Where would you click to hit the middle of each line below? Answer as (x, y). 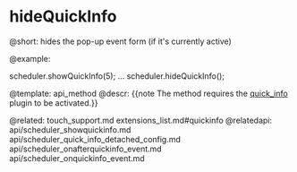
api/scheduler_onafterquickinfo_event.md (86, 149)
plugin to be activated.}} (54, 103)
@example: (30, 58)
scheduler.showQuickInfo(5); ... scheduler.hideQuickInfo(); (117, 76)
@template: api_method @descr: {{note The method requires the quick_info (148, 93)
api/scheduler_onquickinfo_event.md (77, 158)
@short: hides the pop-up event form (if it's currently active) (121, 41)
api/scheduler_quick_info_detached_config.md (95, 139)
